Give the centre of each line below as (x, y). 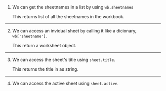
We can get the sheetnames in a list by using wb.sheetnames (73, 7)
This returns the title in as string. (45, 69)
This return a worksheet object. (44, 45)
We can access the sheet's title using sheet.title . (63, 60)
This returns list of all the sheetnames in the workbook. (68, 16)
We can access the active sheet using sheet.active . (65, 83)
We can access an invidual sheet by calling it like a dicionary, (74, 31)
